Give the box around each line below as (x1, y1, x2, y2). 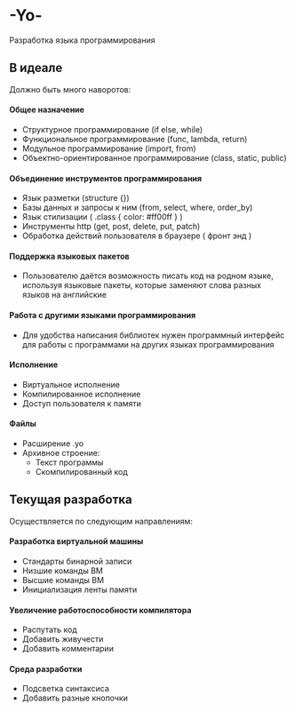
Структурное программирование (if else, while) (21, 124, 203, 134)
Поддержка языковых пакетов (9, 251, 131, 261)
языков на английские (21, 290, 107, 300)
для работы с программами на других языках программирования (21, 339, 275, 349)
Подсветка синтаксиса (21, 684, 109, 694)
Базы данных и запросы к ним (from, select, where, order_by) (21, 202, 253, 213)
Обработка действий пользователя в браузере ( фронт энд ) (21, 230, 252, 241)
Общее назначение (9, 104, 84, 116)
